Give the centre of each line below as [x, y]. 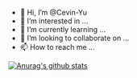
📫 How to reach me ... [57, 47]
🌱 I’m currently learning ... [63, 29]
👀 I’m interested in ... [54, 21]
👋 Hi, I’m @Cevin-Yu [53, 12]
